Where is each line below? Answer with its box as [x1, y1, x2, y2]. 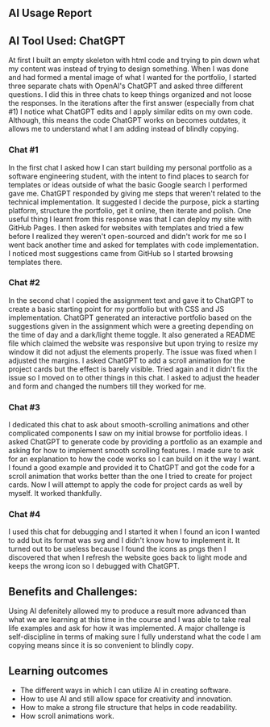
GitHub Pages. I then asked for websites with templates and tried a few [8, 222, 244, 233]
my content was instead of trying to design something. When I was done [8, 64, 249, 74]
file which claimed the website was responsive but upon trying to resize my [8, 338, 259, 348]
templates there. [8, 257, 63, 267]
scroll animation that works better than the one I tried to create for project [8, 472, 252, 481]
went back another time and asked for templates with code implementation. [8, 240, 260, 250]
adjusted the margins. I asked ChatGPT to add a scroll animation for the [8, 355, 246, 365]
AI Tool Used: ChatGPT [8, 34, 127, 48]
